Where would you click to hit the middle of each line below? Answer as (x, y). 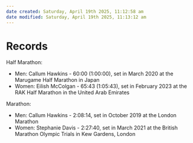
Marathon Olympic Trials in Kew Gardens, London (75, 134)
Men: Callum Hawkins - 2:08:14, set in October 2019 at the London (96, 115)
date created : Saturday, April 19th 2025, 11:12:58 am (75, 11)
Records (27, 46)
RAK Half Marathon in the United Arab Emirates (72, 92)
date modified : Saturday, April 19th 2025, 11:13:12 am (76, 17)
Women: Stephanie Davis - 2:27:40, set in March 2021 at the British (96, 128)
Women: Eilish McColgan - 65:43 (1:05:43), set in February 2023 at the (101, 87)
